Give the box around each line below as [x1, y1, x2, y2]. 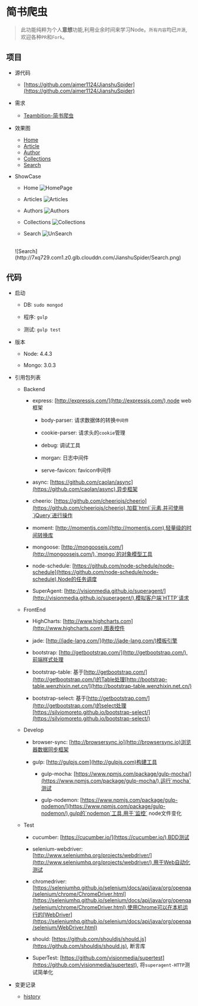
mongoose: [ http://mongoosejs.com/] [32, 543, 124, 550]
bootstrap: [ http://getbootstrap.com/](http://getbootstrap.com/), [32, 648, 188, 656]
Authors [23, 207, 43, 214]
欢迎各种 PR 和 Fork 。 [20, 33, 68, 40]
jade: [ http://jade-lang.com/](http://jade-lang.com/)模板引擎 [32, 637, 178, 644]
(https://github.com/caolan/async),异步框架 [32, 485, 138, 493]
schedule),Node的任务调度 [32, 575, 97, 582]
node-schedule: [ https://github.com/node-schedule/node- [32, 562, 175, 569]
